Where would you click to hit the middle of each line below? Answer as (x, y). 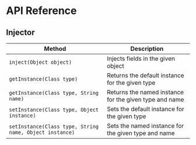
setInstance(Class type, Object (54, 110)
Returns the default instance (146, 75)
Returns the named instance (146, 92)
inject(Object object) (40, 62)
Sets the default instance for (146, 109)
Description (147, 49)
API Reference (41, 11)
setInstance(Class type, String (54, 127)
